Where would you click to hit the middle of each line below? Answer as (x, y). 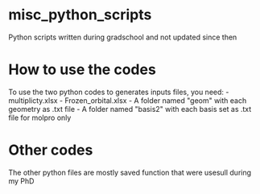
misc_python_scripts (80, 15)
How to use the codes (83, 70)
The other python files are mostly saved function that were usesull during (130, 172)
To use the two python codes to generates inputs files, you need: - (119, 92)
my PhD (21, 181)
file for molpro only (40, 118)
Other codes (51, 150)
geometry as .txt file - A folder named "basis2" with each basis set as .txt (130, 109)
